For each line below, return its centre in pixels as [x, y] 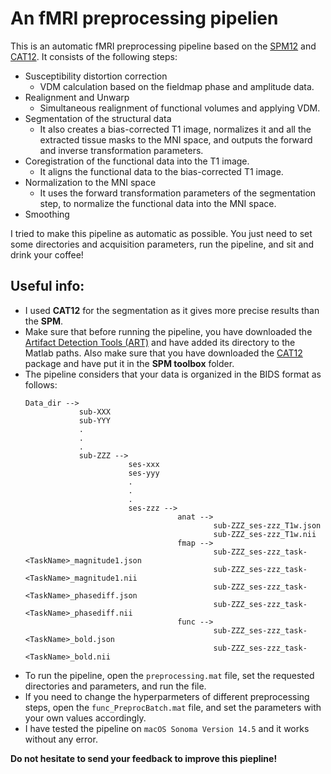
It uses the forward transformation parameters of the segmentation [178, 193]
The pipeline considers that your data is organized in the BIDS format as [173, 374]
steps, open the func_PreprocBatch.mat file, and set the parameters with [173, 707]
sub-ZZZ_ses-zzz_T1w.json [267, 525]
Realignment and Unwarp [77, 97]
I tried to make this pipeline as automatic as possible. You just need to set [161, 233]
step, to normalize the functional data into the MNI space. [158, 203]
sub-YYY [94, 420]
